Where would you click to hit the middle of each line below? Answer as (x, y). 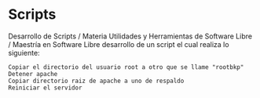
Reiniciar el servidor (45, 88)
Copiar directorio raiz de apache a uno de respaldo (96, 81)
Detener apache (33, 74)
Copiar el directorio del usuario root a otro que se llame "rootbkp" (126, 67)
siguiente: (24, 53)
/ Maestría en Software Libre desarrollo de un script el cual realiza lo (119, 44)
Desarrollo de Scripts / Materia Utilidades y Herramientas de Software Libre (130, 36)
